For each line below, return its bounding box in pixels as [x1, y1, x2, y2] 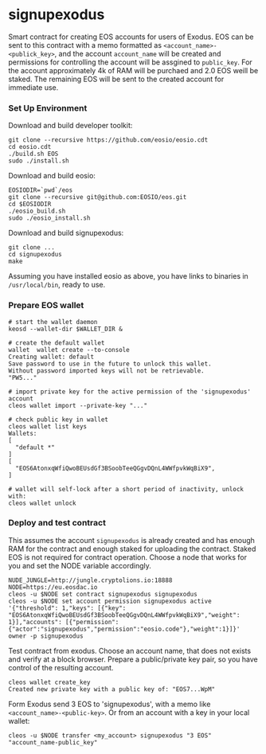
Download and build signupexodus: [8, 229, 124, 238]
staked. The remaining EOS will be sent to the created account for [8, 74, 225, 84]
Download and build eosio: [8, 171, 96, 181]
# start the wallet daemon [8, 318, 98, 326]
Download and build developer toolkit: [8, 121, 133, 131]
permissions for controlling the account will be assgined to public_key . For [8, 57, 252, 67]
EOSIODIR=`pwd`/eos [8, 186, 73, 194]
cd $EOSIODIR [8, 201, 52, 209]
